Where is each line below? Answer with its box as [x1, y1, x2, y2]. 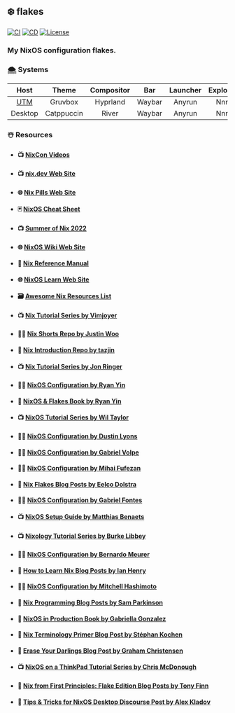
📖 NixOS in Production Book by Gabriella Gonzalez [17, 614, 166, 623]
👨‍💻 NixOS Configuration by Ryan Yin [17, 381, 126, 389]
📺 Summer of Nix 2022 [17, 223, 87, 233]
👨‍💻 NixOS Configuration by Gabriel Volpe [17, 448, 140, 457]
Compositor [90, 85, 131, 95]
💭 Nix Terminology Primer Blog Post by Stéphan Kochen [17, 630, 183, 639]
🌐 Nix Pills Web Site [17, 188, 76, 196]
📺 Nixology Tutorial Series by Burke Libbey [17, 532, 146, 540]
